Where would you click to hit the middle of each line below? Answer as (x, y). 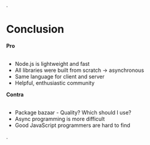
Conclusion (35, 29)
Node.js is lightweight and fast (52, 64)
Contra (15, 94)
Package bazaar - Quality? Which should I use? (73, 112)
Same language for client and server (59, 76)
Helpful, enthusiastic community (55, 83)
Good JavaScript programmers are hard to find (72, 125)
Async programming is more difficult (60, 119)
